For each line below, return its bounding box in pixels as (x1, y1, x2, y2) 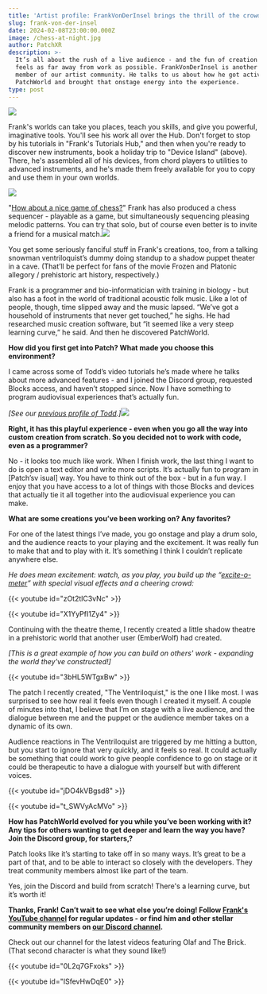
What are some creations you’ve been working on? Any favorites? (8, 514, 231, 524)
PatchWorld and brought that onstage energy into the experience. (15, 78, 240, 86)
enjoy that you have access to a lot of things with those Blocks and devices (8, 482, 254, 491)
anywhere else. (8, 555, 58, 564)
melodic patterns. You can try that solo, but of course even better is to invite (8, 220, 257, 230)
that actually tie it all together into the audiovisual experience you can (8, 490, 236, 500)
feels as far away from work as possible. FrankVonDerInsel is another (15, 64, 258, 72)
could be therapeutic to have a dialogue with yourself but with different (8, 762, 241, 772)
